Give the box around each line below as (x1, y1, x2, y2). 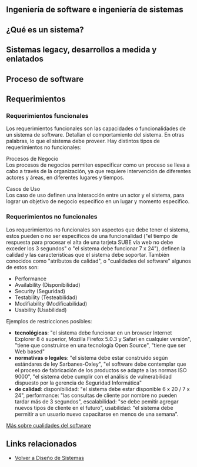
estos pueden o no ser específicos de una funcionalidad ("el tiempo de (6, 232, 178, 239)
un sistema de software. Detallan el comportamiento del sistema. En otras (6, 131, 185, 138)
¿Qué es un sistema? (6, 25, 84, 35)
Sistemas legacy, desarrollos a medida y (6, 45, 157, 55)
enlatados (6, 54, 44, 64)
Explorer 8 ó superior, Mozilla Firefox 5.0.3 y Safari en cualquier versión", (14, 335, 192, 342)
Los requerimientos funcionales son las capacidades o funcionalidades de (6, 125, 186, 132)
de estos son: (6, 263, 39, 270)
